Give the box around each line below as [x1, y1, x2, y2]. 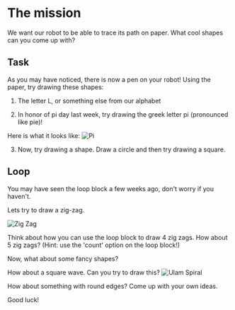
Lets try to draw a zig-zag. [7, 205, 85, 214]
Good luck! [7, 295, 40, 304]
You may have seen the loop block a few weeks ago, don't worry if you [7, 184, 214, 193]
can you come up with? [7, 35, 76, 44]
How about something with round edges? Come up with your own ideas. [7, 282, 218, 290]
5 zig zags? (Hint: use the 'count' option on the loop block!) [7, 241, 180, 249]
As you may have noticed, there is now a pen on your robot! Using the [7, 75, 211, 84]
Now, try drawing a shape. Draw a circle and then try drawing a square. [17, 145, 226, 154]
